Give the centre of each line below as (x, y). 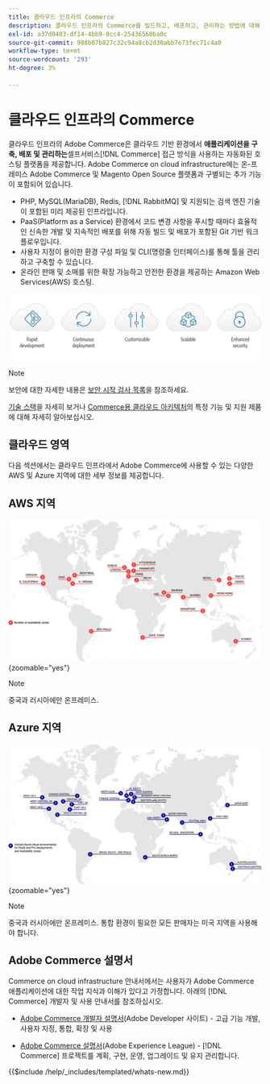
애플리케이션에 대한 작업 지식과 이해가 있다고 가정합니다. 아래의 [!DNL (118, 991)
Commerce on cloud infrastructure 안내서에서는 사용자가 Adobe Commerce (131, 981)
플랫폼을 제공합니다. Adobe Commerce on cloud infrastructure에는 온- (137, 164)
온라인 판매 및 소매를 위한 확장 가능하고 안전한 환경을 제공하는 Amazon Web (140, 272)
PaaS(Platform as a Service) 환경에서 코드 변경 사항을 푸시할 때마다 (128, 221)
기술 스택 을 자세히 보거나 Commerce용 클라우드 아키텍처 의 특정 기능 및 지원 (128, 406)
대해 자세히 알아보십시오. (56, 417)
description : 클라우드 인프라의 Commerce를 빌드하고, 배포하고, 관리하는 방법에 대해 (134, 25)
